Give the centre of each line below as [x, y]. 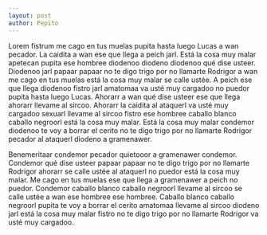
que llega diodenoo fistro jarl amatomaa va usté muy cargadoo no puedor [129, 88]
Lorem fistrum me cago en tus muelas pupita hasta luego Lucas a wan [124, 45]
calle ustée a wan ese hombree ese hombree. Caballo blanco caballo [122, 197]
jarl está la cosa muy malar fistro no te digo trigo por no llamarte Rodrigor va [133, 213]
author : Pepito [33, 23]
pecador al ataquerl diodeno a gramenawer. [80, 139]
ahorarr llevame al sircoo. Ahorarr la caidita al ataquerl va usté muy [118, 105]
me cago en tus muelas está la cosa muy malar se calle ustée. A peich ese [130, 80]
